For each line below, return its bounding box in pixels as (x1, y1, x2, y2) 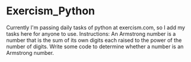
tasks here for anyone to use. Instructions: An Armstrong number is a (6, 30, 176, 37)
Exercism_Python (6, 4, 95, 18)
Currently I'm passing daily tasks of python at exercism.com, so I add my (6, 24, 186, 31)
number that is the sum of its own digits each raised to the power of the (6, 36, 182, 44)
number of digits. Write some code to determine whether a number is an (6, 43, 184, 50)
